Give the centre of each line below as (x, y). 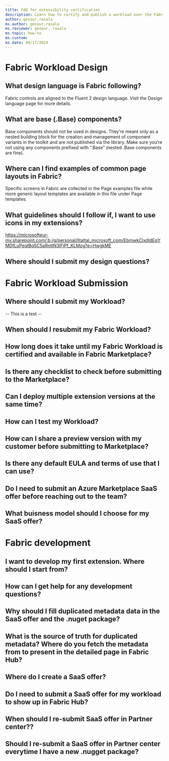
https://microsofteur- (27, 235)
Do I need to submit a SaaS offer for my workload (83, 694)
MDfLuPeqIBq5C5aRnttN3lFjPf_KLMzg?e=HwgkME (58, 246)
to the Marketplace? (37, 379)
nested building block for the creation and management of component (78, 137)
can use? (20, 472)
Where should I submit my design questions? (77, 261)
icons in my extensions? (44, 223)
